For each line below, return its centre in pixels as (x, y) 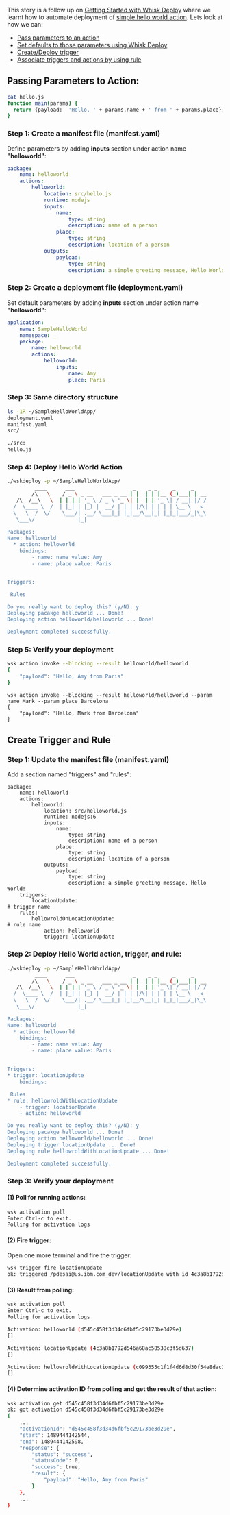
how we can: (25, 24)
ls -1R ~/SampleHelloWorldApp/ (52, 411)
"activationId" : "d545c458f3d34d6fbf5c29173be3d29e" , (98, 1429)
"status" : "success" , (63, 1454)
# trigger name (29, 907)
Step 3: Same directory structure (63, 397)
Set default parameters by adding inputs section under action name (103, 303)
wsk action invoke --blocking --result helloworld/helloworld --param (110, 695)
